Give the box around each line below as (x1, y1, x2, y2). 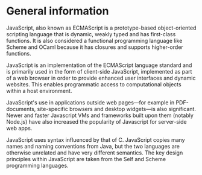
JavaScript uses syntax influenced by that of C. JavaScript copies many (6, 136, 185, 143)
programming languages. (6, 162, 69, 169)
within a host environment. (6, 87, 72, 94)
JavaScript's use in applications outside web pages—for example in (6, 98, 175, 106)
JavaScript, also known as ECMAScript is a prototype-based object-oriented (6, 24, 197, 31)
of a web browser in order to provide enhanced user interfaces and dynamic (6, 74, 196, 81)
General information (6, 4, 109, 18)
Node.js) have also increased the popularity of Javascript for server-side (6, 118, 187, 125)
